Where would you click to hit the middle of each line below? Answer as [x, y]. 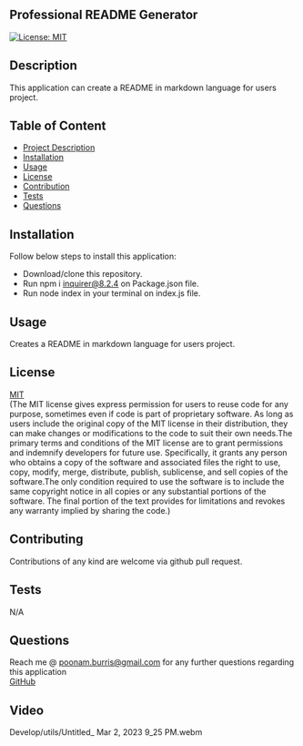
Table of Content [58, 126]
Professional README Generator [104, 15]
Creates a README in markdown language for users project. [122, 344]
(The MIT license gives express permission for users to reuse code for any [149, 404]
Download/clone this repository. [82, 274]
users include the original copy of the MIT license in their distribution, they [149, 424]
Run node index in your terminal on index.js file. [111, 293]
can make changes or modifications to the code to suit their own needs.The [151, 433]
